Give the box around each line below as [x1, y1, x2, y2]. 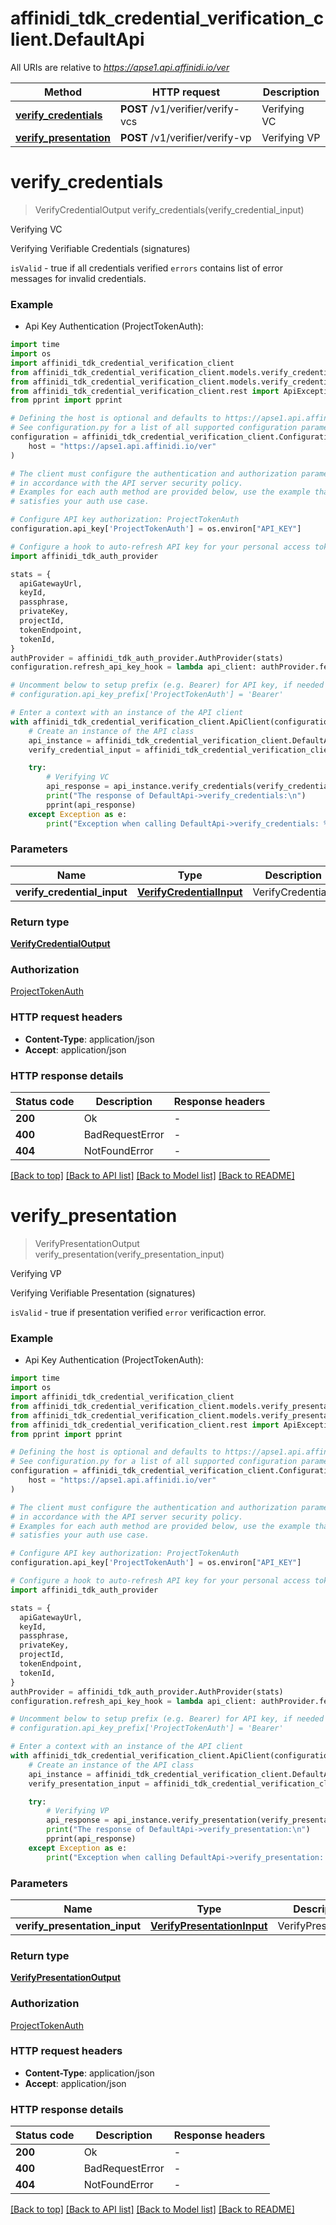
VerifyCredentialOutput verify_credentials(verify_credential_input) [34, 203, 305, 216]
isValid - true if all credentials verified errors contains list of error [10, 262, 283, 274]
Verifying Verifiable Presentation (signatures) [10, 1287, 196, 1299]
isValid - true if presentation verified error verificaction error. [10, 1306, 267, 1318]
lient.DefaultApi [10, 28, 145, 51]
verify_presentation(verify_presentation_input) [34, 1248, 225, 1260]
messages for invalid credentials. [10, 272, 147, 284]
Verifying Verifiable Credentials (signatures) [10, 242, 191, 254]
